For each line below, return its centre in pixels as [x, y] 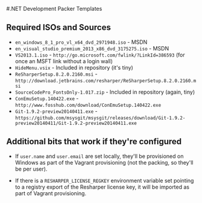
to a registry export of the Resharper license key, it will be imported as [102, 187]
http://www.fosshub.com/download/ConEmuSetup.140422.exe [88, 105]
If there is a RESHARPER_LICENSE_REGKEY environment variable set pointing [104, 180]
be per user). [31, 169]
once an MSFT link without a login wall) [64, 61]
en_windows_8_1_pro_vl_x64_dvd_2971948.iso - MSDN [81, 42]
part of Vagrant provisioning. [50, 193]
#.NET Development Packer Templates [54, 9]
